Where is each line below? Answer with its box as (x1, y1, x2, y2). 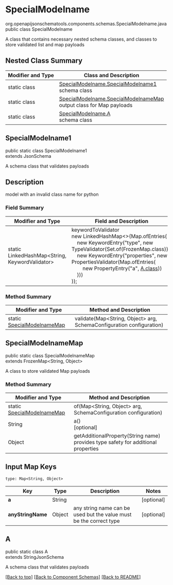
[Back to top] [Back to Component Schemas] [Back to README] (5, 574, 141, 580)
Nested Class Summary (5, 57, 83, 65)
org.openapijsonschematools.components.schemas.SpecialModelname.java (5, 21, 167, 27)
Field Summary (5, 204, 44, 211)
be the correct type (73, 517, 120, 524)
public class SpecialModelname (5, 26, 73, 32)
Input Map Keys (5, 463, 57, 471)
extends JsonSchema (5, 153, 51, 159)
